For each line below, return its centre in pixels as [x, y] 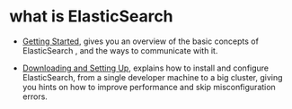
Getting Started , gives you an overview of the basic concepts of [140, 41]
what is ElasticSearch [91, 17]
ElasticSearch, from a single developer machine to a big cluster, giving [152, 77]
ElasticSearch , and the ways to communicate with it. [120, 50]
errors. [35, 96]
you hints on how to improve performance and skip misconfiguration [149, 87]
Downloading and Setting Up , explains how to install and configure [146, 68]
